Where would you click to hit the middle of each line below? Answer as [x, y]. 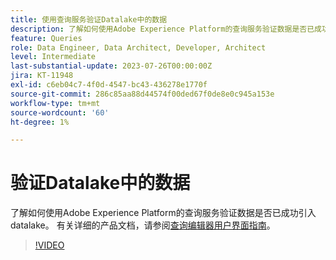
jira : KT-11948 [42, 76]
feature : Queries [46, 38]
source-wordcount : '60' [60, 112]
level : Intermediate [53, 57]
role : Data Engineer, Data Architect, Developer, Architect [138, 47]
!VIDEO [49, 245]
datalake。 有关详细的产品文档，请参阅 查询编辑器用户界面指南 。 [143, 225]
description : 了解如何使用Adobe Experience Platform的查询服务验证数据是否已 [162, 29]
